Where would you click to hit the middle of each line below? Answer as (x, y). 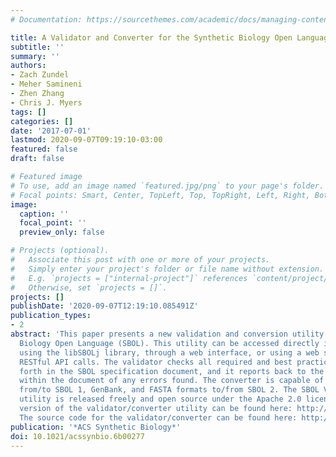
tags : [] (28, 112)
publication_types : (51, 316)
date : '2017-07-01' (51, 131)
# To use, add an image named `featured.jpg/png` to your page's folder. (167, 186)
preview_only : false (62, 232)
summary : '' (35, 56)
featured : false (44, 149)
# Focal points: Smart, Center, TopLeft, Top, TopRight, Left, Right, (160, 195)
